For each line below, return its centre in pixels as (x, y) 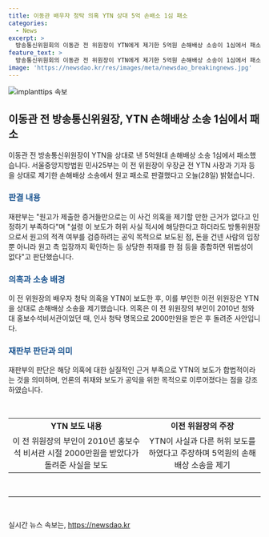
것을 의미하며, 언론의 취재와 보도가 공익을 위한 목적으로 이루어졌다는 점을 (130, 380)
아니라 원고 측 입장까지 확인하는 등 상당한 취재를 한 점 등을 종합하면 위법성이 (135, 246)
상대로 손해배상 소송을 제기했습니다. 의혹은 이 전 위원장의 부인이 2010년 (128, 308)
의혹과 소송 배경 (37, 279)
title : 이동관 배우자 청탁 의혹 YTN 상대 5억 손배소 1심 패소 (98, 16)
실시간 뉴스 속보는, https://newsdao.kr (69, 525)
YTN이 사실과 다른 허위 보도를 (203, 441)
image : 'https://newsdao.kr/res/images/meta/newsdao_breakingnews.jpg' (130, 68)
